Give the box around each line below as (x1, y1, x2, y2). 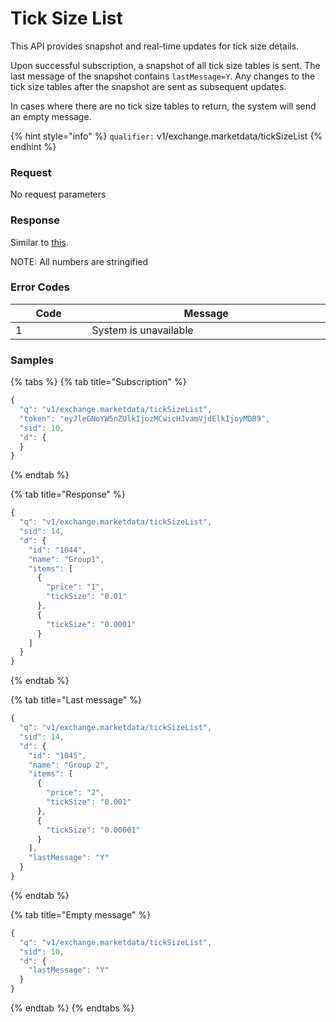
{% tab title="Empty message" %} (10, 908, 152, 921)
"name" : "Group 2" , (28, 760, 110, 770)
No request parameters (10, 188, 107, 201)
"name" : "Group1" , (28, 554, 105, 564)
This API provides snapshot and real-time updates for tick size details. (10, 40, 300, 52)
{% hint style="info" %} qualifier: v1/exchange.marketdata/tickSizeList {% (10, 130, 323, 142)
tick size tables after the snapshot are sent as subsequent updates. (10, 80, 287, 92)
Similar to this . (10, 236, 69, 248)
